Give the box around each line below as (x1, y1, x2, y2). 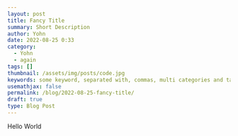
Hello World (7, 122, 42, 130)
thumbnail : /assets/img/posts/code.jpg (7, 69, 125, 76)
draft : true (7, 96, 42, 103)
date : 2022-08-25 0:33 (7, 37, 74, 44)
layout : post (7, 10, 46, 18)
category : (7, 43, 37, 50)
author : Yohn (7, 30, 46, 38)
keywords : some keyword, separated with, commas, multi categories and (7, 76, 223, 84)
